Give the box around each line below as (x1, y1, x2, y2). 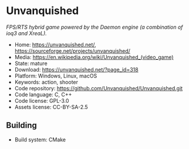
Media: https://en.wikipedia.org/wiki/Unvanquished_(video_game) (14, 53, 174, 60)
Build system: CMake (14, 136, 66, 143)
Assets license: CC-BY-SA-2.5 (14, 103, 88, 110)
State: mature (14, 60, 48, 67)
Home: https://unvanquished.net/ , (14, 41, 97, 48)
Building (6, 120, 37, 130)
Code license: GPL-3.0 (14, 97, 69, 104)
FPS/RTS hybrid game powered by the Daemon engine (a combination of (6, 23, 183, 31)
